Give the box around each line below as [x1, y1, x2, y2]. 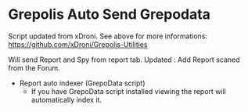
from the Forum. [8, 63, 60, 72]
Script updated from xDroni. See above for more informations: [8, 31, 208, 41]
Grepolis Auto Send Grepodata [8, 5, 211, 23]
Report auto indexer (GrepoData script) [19, 78, 146, 88]
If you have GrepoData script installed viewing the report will [31, 86, 227, 96]
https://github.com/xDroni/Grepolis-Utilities [8, 39, 148, 49]
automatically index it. [31, 95, 102, 104]
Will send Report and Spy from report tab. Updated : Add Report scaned [8, 55, 240, 64]
